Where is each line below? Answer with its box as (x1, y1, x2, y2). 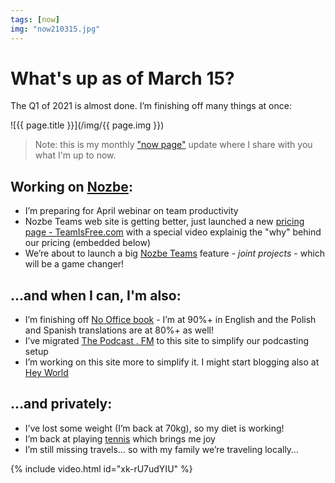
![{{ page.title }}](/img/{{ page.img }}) (10, 119, 165, 131)
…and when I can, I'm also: (10, 287, 182, 304)
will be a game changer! (24, 258, 125, 270)
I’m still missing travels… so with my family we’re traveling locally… (24, 443, 299, 455)
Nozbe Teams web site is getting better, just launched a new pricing (24, 216, 305, 228)
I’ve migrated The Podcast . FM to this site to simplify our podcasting (24, 335, 310, 347)
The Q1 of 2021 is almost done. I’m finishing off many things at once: (10, 100, 292, 112)
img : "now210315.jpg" (10, 24, 101, 34)
